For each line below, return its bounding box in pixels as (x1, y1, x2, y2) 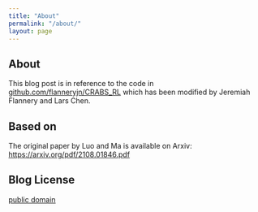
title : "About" (8, 11, 60, 20)
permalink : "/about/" (8, 19, 82, 28)
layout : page (8, 27, 53, 35)
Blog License (8, 173, 75, 187)
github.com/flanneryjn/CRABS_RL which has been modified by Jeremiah (8, 87, 251, 97)
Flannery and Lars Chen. (8, 96, 91, 106)
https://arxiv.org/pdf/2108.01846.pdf (8, 149, 131, 159)
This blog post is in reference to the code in (8, 79, 154, 89)
